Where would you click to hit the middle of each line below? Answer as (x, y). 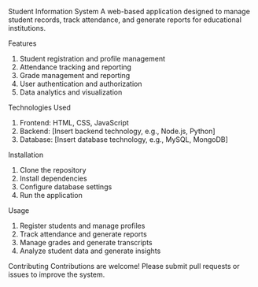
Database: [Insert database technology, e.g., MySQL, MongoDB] (123, 140)
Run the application (51, 195)
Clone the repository (53, 170)
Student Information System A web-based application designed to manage (129, 11)
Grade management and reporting (75, 75)
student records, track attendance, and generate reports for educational (125, 20)
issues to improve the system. (57, 274)
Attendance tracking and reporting (76, 67)
